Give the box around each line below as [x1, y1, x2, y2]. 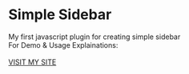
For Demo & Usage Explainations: [8, 40, 119, 49]
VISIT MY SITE [8, 57, 57, 67]
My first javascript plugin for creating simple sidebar [8, 32, 181, 41]
